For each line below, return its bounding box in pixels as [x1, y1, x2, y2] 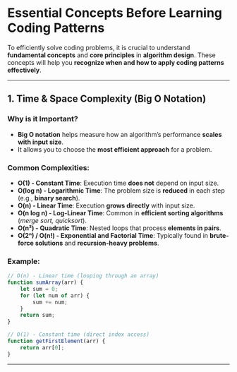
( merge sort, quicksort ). [17, 216, 87, 224]
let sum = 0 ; [20, 285, 59, 292]
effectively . [7, 66, 42, 74]
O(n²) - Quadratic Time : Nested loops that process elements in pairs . [17, 224, 221, 232]
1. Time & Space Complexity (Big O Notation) [7, 93, 207, 105]
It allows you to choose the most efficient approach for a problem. [17, 145, 212, 153]
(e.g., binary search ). [17, 193, 80, 202]
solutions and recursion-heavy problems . [35, 239, 159, 247]
